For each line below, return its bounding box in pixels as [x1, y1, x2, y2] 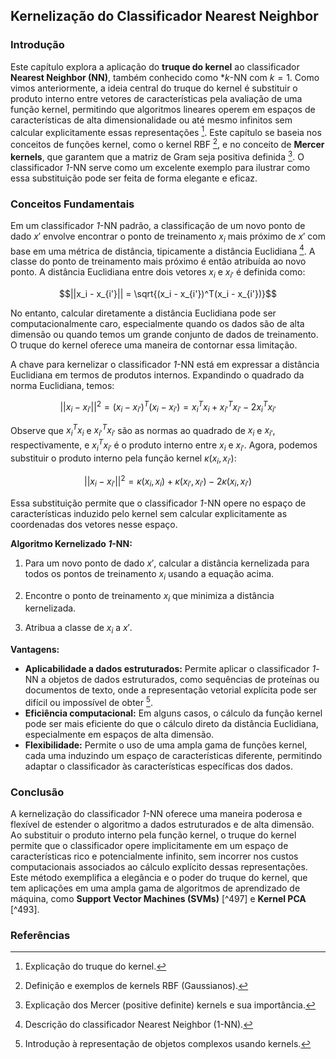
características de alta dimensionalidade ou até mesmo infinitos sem [10, 114, 293, 126]
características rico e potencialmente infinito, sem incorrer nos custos [10, 850, 299, 863]
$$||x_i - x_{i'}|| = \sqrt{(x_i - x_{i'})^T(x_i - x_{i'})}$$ [58, 288, 278, 300]
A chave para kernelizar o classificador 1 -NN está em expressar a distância [10, 359, 320, 371]
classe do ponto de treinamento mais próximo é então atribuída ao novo [10, 255, 307, 268]
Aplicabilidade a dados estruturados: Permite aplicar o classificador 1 [24, 663, 317, 675]
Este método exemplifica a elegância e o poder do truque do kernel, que [10, 872, 308, 884]
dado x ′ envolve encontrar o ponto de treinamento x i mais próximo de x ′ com [10, 230, 326, 244]
